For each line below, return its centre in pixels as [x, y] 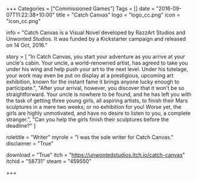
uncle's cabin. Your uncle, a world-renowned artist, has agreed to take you [97, 63]
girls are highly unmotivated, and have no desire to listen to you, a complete [98, 113]
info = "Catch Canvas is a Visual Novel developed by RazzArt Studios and [96, 33]
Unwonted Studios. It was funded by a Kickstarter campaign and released [96, 39]
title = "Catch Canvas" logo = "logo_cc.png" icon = [118, 15]
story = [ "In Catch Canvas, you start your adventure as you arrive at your [96, 56]
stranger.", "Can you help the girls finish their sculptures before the [88, 119]
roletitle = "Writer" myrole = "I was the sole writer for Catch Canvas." [90, 137]
